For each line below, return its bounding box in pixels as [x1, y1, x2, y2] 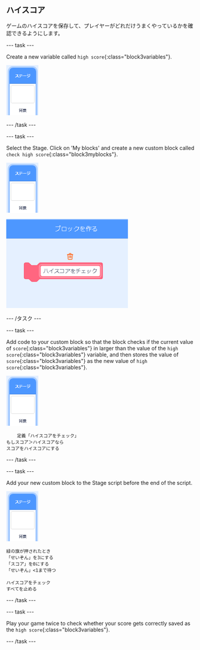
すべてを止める [6, 586, 37, 592]
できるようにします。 [11, 29, 64, 36]
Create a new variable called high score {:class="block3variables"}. [6, 53, 172, 60]
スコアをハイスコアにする [6, 445, 60, 451]
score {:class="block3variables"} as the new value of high [6, 357, 147, 364]
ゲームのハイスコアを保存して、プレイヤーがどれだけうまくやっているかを [6, 22, 188, 29]
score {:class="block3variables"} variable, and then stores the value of [6, 351, 179, 358]
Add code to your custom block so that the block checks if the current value [6, 338, 193, 345]
